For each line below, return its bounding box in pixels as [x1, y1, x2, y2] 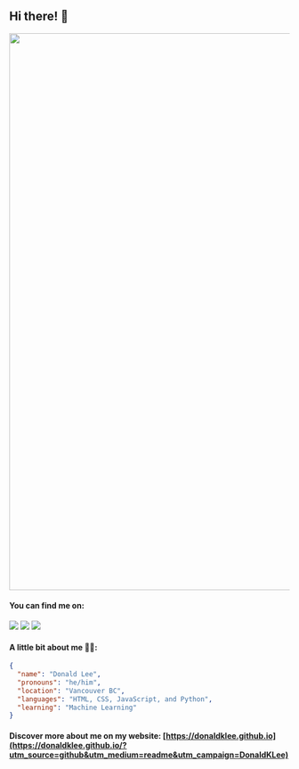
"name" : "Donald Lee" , [17, 670, 101, 679]
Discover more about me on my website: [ [9, 730, 166, 740]
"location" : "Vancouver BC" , [17, 686, 125, 695]
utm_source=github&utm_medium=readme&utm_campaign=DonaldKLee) [9, 749, 289, 760]
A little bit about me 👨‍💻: [9, 642, 98, 652]
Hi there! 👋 [9, 9, 69, 24]
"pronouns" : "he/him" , [17, 678, 101, 687]
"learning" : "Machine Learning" [17, 703, 138, 712]
